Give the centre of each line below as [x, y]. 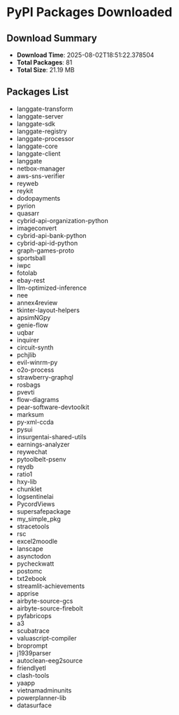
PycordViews [36, 504]
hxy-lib [27, 481]
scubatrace [33, 630]
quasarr [28, 213]
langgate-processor [45, 138]
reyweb [28, 183]
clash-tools [33, 675]
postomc [29, 571]
